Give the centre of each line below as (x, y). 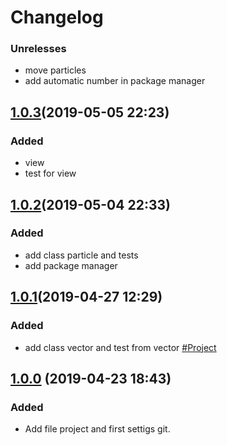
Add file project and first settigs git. (97, 429)
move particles (55, 70)
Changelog (57, 17)
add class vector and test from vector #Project (120, 347)
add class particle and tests (81, 255)
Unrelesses (38, 49)
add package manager (71, 265)
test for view (50, 173)
